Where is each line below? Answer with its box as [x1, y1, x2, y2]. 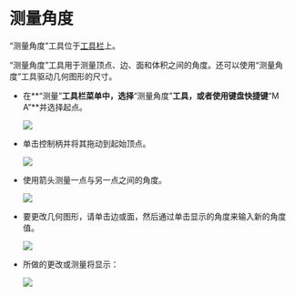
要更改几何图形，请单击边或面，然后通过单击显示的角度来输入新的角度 [22, 210, 287, 221]
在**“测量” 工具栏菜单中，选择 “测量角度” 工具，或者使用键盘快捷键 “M [22, 90, 280, 101]
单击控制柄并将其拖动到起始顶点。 [22, 138, 151, 148]
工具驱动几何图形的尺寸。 [21, 70, 117, 82]
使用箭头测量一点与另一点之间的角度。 [22, 174, 167, 185]
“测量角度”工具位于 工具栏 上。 [9, 40, 121, 51]
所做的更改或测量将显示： [22, 259, 119, 270]
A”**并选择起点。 [22, 101, 88, 112]
